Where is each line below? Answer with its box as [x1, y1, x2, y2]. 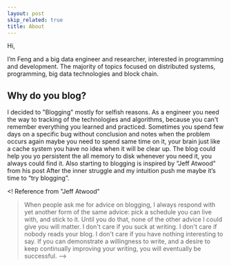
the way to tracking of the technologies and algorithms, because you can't [7, 115, 219, 124]
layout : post [7, 10, 45, 17]
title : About [7, 23, 45, 30]
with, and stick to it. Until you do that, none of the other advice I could [23, 215, 223, 224]
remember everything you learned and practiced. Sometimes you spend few [7, 123, 224, 131]
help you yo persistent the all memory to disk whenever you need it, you [7, 152, 212, 161]
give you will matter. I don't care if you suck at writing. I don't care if [23, 223, 217, 231]
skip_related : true [7, 17, 63, 23]
